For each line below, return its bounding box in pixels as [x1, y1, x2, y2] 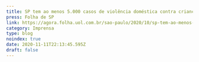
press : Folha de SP [6, 14, 54, 20]
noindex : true [6, 36, 41, 42]
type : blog [6, 31, 33, 37]
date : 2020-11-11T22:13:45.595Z [6, 42, 86, 48]
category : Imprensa [6, 25, 54, 31]
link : [6, 19, 20, 25]
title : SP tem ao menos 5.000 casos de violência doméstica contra [6, 8, 176, 15]
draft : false [6, 47, 38, 53]
